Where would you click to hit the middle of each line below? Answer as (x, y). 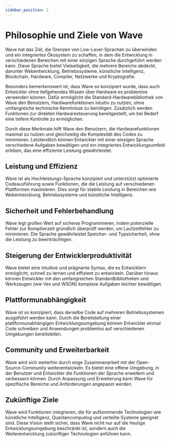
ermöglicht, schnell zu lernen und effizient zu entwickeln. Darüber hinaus (82, 273)
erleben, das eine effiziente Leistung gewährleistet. (59, 150)
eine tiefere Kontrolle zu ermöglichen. (44, 119)
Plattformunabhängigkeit (46, 300)
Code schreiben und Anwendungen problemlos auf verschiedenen (75, 328)
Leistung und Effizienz (42, 166)
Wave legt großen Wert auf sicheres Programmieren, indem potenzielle (79, 223)
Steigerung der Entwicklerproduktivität (69, 255)
